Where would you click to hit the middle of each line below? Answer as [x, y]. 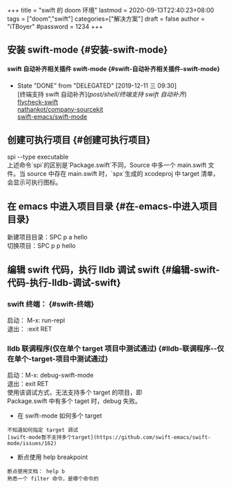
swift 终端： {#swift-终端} [51, 304]
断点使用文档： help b [36, 471]
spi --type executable [38, 157]
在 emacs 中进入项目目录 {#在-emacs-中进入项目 [113, 206]
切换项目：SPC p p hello [41, 246]
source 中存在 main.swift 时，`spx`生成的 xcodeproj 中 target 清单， [123, 174]
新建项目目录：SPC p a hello [48, 237]
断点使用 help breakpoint [52, 457]
